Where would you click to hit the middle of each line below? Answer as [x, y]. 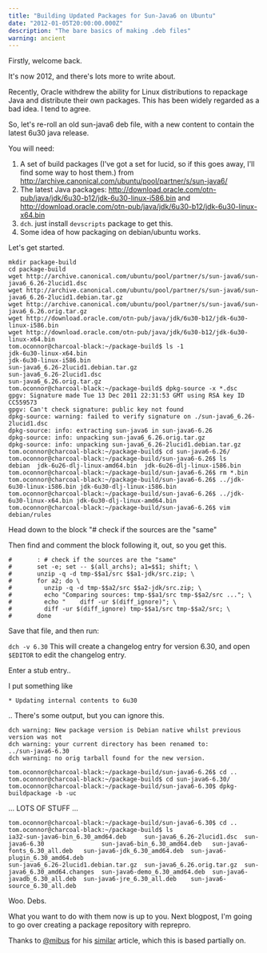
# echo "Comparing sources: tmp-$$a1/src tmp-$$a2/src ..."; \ [130, 595]
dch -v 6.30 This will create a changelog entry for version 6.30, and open [129, 647]
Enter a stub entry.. [40, 671]
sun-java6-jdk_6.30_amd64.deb [133, 851]
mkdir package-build [43, 262]
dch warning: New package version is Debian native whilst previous [125, 730]
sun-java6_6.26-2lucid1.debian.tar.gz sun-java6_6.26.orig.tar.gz [123, 865]
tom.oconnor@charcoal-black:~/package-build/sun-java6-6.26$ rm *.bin [128, 473]
